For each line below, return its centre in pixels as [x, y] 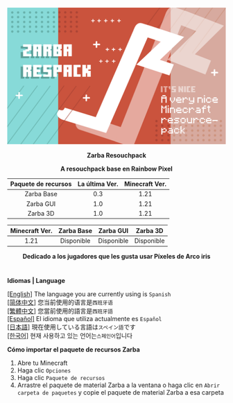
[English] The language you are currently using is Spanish [89, 294]
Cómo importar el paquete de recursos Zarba [74, 349]
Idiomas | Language [36, 280]
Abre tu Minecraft [42, 363]
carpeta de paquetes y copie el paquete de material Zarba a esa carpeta [120, 392]
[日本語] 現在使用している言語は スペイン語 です [72, 327]
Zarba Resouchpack [116, 155]
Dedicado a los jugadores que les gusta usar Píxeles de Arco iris [116, 256]
